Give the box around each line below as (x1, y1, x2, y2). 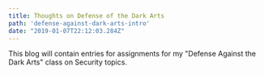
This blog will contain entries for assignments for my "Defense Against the (8, 49, 257, 59)
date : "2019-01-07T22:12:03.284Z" (8, 27, 126, 35)
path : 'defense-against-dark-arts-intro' (8, 19, 151, 27)
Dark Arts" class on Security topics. (8, 57, 128, 67)
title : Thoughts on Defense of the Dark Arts (8, 11, 164, 20)
